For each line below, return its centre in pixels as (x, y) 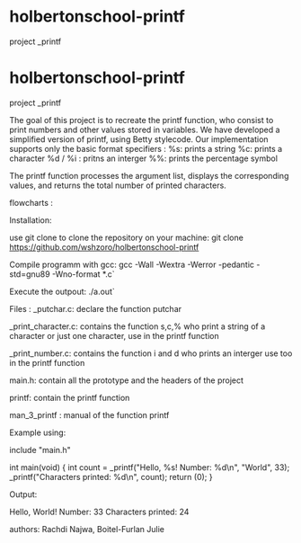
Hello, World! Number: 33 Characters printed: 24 (99, 512)
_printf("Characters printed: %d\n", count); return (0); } (111, 476)
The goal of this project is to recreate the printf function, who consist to (142, 120)
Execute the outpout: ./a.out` (62, 291)
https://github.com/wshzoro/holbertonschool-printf (104, 247)
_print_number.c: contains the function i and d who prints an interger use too (151, 353)
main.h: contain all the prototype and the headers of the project (127, 380)
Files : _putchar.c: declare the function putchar (96, 308)
